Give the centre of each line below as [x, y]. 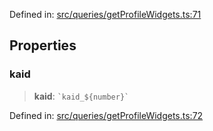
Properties [43, 45]
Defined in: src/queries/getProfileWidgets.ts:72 [106, 115]
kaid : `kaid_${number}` [81, 96]
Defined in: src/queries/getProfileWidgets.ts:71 [105, 14]
